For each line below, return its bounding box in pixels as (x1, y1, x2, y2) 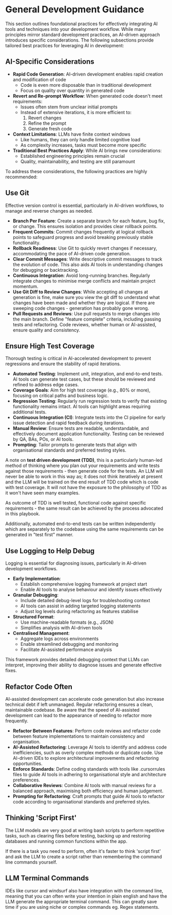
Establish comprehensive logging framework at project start (20, 581, 147, 587)
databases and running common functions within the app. (5, 838, 127, 844)
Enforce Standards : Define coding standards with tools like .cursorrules (12, 766, 165, 772)
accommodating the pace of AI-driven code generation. (12, 250, 131, 256)
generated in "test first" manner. (5, 532, 73, 538)
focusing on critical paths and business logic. (12, 393, 109, 399)
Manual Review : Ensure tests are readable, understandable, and (12, 425, 149, 432)
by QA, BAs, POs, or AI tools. (12, 436, 73, 442)
